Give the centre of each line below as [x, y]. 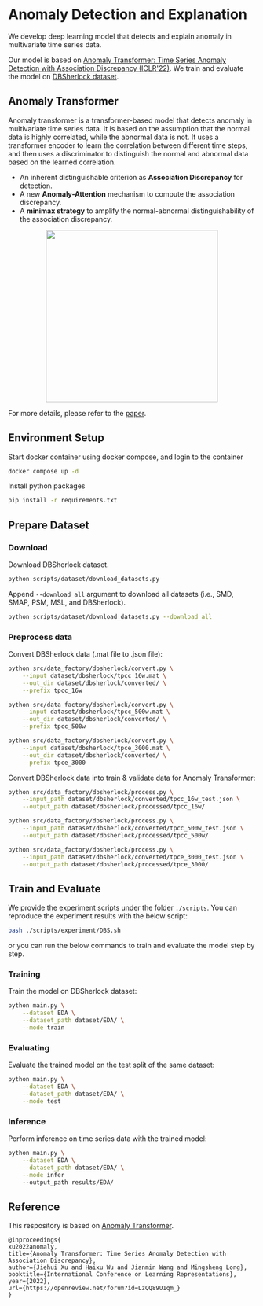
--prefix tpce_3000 [54, 763]
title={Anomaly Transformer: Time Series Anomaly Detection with [117, 1254]
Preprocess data [40, 637]
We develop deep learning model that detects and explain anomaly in [120, 36]
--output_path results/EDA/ [68, 1182]
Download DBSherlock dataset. [58, 565]
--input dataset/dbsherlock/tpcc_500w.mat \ [96, 712]
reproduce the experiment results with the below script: [98, 916]
